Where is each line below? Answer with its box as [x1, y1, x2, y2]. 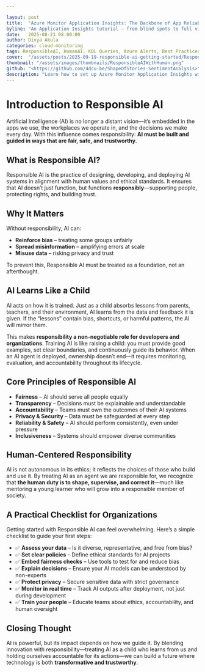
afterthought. [6, 267, 40, 275]
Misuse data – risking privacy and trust [15, 249, 114, 257]
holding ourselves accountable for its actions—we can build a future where [6, 652, 195, 659]
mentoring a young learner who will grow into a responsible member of [6, 486, 185, 493]
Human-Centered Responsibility [6, 449, 132, 460]
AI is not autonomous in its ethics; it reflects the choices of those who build [6, 466, 195, 473]
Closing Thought [6, 623, 71, 633]
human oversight [15, 605, 58, 613]
